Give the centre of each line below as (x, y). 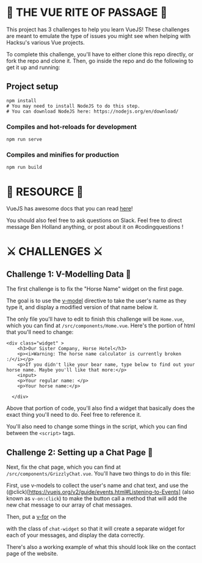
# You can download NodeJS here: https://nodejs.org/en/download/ (92, 111)
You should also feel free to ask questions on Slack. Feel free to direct (94, 220)
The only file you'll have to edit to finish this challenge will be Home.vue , (95, 319)
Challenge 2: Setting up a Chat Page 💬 (80, 452)
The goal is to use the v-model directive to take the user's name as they (96, 301)
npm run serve (24, 140)
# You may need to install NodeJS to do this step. (73, 106)
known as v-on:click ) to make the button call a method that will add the (97, 499)
